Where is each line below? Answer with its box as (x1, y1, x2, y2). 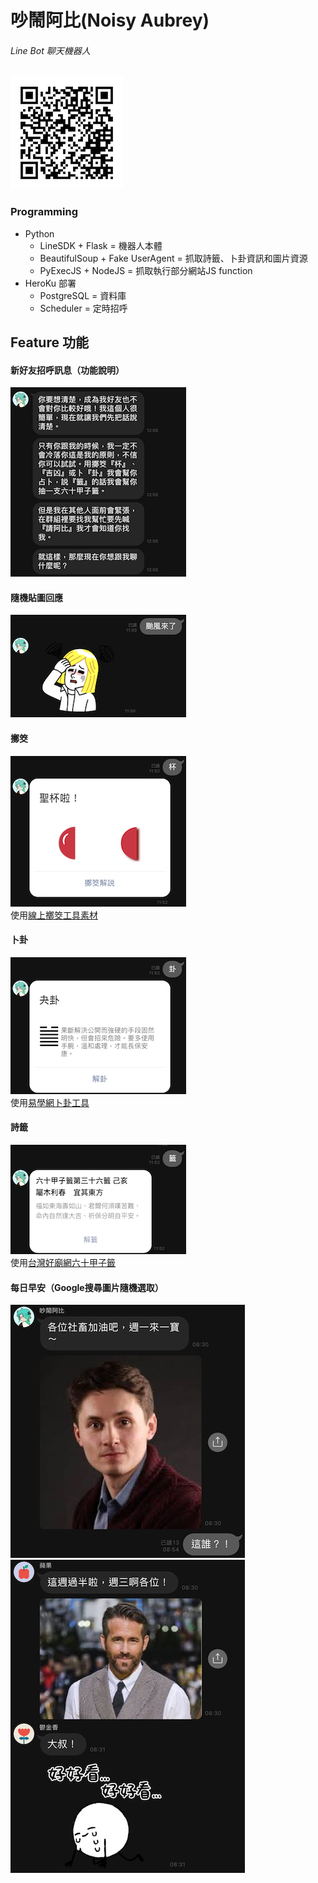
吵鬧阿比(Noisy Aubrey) (10, 9, 210, 32)
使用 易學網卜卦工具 (10, 1096, 90, 1108)
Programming (10, 205, 78, 219)
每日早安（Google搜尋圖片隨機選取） (10, 1281, 164, 1293)
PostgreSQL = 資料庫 (39, 289, 127, 301)
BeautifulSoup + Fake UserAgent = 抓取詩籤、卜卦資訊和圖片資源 (39, 252, 308, 264)
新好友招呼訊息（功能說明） (10, 364, 125, 376)
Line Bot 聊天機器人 (10, 44, 91, 56)
